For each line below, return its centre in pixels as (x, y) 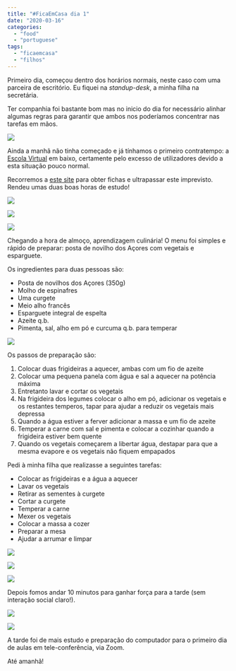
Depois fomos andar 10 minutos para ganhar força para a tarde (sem (107, 592)
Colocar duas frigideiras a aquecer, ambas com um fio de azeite (111, 368)
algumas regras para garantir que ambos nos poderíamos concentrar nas (113, 116)
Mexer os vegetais (44, 516)
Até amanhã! (26, 661)
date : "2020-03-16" (36, 21)
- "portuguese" (36, 40)
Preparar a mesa (42, 531)
